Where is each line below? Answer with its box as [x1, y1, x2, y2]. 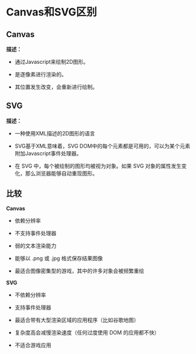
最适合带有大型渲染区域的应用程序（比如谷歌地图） [14, 316, 139, 323]
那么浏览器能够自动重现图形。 [25, 170, 98, 177]
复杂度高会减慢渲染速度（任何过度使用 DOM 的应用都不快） [14, 329, 160, 336]
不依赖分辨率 [14, 291, 46, 298]
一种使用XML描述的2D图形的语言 [14, 129, 96, 137]
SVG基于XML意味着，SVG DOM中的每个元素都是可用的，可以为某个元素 [14, 142, 191, 150]
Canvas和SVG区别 [6, 5, 97, 19]
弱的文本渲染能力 [14, 242, 57, 249]
